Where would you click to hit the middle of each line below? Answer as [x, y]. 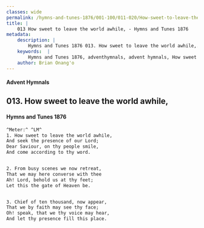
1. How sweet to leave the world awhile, [59, 135]
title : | [17, 23]
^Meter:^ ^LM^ [24, 130]
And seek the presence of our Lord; [53, 141]
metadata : [19, 35]
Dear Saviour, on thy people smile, [53, 147]
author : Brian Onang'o [46, 63]
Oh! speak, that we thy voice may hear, [58, 213]
